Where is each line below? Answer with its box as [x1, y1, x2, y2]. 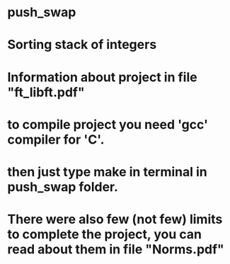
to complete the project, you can [7, 226, 202, 243]
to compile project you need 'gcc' [7, 116, 209, 132]
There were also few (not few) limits [7, 212, 223, 227]
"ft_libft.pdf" [7, 84, 85, 100]
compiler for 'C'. [7, 132, 105, 147]
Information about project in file [7, 69, 197, 85]
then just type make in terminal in [7, 163, 207, 180]
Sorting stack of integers [7, 37, 157, 53]
